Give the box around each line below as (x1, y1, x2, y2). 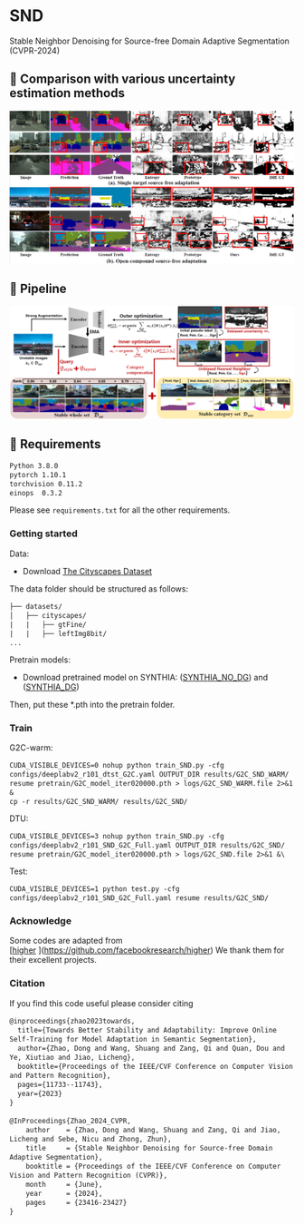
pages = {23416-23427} (25, 1198, 128, 1207)
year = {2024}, (25, 1189, 103, 1198)
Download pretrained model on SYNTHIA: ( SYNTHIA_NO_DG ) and (22, 671, 269, 682)
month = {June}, (25, 1180, 103, 1189)
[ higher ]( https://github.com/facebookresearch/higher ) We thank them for (9, 945, 285, 955)
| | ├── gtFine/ (9, 620, 88, 629)
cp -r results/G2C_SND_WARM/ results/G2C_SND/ (9, 798, 188, 807)
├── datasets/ (9, 602, 63, 611)
